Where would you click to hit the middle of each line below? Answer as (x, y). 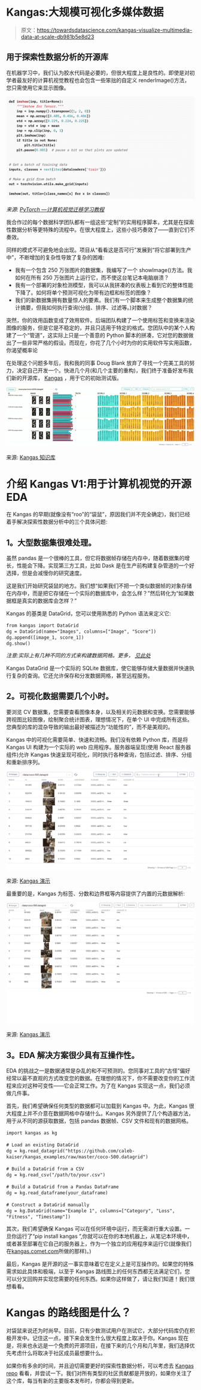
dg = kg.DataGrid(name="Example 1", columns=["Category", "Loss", (91, 1211)
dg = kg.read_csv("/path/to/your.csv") (56, 1175)
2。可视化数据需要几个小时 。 (60, 696)
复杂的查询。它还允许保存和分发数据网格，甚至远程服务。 (82, 676)
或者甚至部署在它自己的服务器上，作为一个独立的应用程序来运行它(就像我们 (99, 1244)
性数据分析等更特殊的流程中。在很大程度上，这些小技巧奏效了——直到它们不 (100, 230)
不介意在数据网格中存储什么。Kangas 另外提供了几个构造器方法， (113, 1113)
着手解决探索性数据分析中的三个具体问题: (57, 522)
